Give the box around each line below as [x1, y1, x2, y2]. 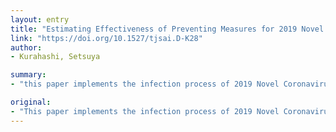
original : [10, 97, 52, 107]
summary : [10, 70, 47, 80]
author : [10, 42, 43, 53]
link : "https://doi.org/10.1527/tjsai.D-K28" [10, 33, 203, 43]
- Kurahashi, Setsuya [10, 52, 101, 62]
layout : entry [10, 14, 70, 25]
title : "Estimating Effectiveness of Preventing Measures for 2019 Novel [10, 24, 325, 34]
